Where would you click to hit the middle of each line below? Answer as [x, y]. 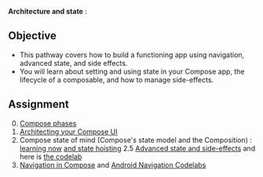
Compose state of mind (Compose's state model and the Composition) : [136, 139]
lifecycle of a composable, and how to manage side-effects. [117, 79]
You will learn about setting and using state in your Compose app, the [132, 71]
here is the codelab [51, 157]
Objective [33, 36]
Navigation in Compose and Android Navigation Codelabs [113, 164]
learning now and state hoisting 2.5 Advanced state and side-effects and [137, 148]
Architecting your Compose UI [68, 132]
